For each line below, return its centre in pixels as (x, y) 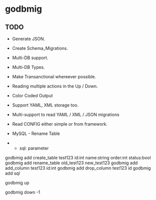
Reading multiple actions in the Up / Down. (55, 86)
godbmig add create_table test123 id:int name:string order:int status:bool (78, 158)
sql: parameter (34, 148)
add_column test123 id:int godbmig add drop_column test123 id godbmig (78, 168)
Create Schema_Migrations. (40, 48)
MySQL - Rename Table (36, 133)
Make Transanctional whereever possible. (54, 77)
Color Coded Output (32, 96)
